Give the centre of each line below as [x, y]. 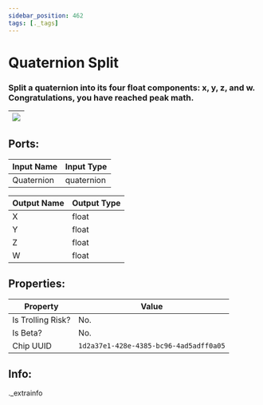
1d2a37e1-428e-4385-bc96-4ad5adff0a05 [152, 345]
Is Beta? [27, 332]
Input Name [35, 166]
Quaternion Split [64, 63]
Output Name [38, 203]
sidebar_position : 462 [46, 16]
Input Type [86, 166]
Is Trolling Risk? [41, 320]
